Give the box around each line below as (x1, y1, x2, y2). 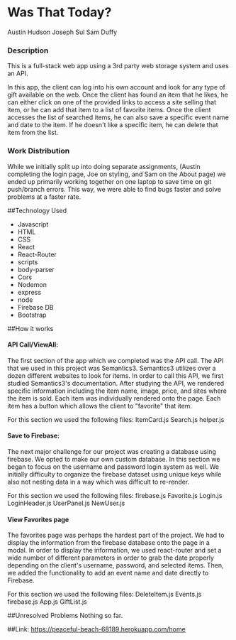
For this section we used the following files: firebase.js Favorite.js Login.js (7, 491, 223, 499)
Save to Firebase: (7, 431, 60, 440)
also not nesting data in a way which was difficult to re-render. (7, 477, 190, 486)
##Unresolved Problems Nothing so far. (7, 612, 123, 620)
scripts (17, 257, 38, 266)
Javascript (17, 219, 49, 228)
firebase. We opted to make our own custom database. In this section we (7, 455, 220, 463)
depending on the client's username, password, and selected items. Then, (7, 561, 225, 570)
